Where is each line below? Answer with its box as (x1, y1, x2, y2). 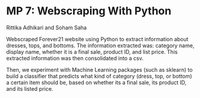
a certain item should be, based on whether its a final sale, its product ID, (6, 79, 187, 86)
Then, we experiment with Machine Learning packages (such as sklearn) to (6, 66, 193, 73)
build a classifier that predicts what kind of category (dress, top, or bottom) (6, 72, 192, 79)
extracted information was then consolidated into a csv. (6, 54, 144, 62)
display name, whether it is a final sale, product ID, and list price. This (6, 48, 178, 55)
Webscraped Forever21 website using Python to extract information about (6, 35, 189, 42)
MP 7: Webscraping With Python (6, 4, 172, 18)
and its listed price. (6, 85, 53, 92)
